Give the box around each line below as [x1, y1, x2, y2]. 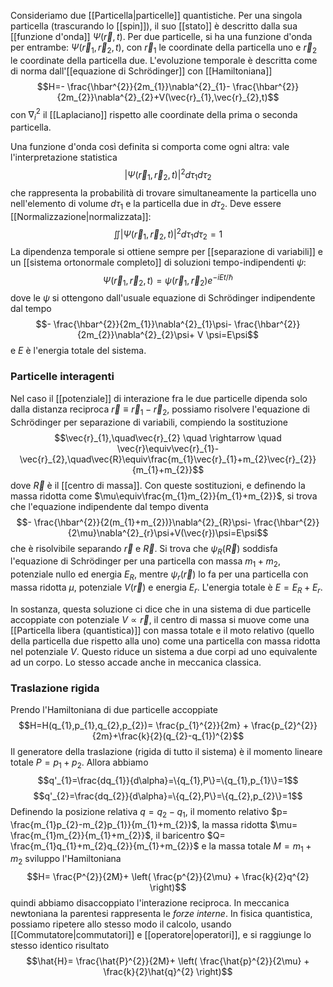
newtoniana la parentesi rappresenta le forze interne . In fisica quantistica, [10, 908, 313, 920]
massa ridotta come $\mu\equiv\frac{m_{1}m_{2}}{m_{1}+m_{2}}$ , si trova [10, 490, 318, 502]
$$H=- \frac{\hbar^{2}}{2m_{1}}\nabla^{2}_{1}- [36, 80, 231, 92]
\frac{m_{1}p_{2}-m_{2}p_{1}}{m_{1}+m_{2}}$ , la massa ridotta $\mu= [10, 818, 298, 830]
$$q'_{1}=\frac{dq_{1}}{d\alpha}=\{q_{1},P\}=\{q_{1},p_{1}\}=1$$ [37, 774, 299, 786]
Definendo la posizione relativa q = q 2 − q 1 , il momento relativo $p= [10, 805, 288, 820]
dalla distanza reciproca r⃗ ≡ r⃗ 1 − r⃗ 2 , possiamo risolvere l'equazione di [10, 403, 310, 417]
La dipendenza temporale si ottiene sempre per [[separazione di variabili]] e [10, 245, 323, 257]
